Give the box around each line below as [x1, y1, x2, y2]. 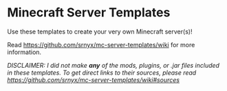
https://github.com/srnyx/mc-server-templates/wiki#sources [7, 75, 180, 83]
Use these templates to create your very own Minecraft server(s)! [7, 27, 193, 36]
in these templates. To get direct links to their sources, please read [7, 68, 197, 77]
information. [7, 48, 42, 56]
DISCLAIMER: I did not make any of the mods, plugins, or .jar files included [7, 61, 220, 69]
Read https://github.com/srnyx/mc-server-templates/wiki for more [7, 40, 195, 49]
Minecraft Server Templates [7, 5, 171, 21]
